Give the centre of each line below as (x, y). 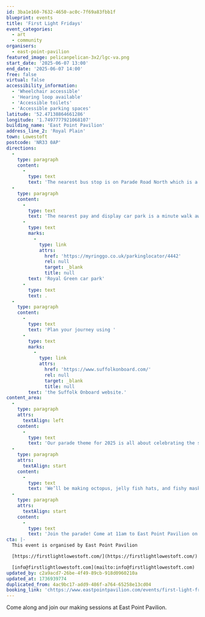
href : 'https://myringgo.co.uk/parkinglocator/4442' (113, 256)
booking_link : (24, 590)
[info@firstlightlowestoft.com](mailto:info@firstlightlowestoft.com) (103, 567)
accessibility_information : (42, 86)
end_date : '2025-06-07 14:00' (45, 69)
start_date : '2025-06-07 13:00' (47, 63)
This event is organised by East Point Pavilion (75, 546)
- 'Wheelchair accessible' (46, 92)
